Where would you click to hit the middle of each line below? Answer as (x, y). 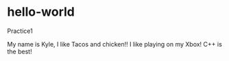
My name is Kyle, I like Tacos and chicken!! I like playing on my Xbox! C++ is (115, 44)
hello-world (41, 12)
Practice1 (20, 31)
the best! (20, 51)
